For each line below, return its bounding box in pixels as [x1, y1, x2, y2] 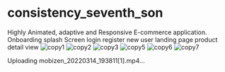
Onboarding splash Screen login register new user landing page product [7, 35, 218, 43]
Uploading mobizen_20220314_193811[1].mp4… [7, 56, 145, 64]
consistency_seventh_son [7, 5, 163, 21]
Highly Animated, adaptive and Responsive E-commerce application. [7, 28, 207, 36]
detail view [7, 43, 39, 51]
